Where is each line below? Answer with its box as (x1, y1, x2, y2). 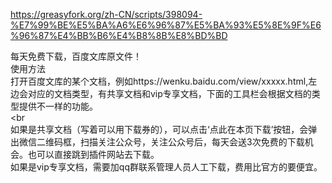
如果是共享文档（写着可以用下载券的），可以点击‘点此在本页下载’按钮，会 (10, 124, 309, 135)
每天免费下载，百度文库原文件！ (10, 50, 142, 62)
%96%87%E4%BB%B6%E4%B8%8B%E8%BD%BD (10, 30, 228, 41)
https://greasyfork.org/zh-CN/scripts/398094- (10, 9, 203, 20)
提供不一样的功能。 (18, 100, 98, 112)
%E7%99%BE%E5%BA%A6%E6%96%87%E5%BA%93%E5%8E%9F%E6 (10, 19, 322, 31)
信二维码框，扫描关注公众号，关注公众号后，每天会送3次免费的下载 (27, 136, 305, 148)
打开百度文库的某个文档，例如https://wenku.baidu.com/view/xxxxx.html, (10, 75, 309, 87)
